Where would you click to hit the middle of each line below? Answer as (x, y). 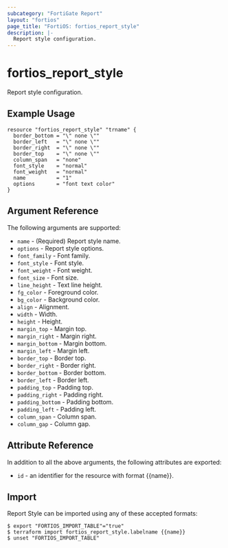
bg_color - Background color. (58, 299)
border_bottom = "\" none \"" (56, 136)
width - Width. (37, 314)
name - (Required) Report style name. (69, 241)
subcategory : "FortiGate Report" (55, 13)
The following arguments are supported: (64, 227)
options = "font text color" (64, 184)
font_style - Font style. (50, 263)
